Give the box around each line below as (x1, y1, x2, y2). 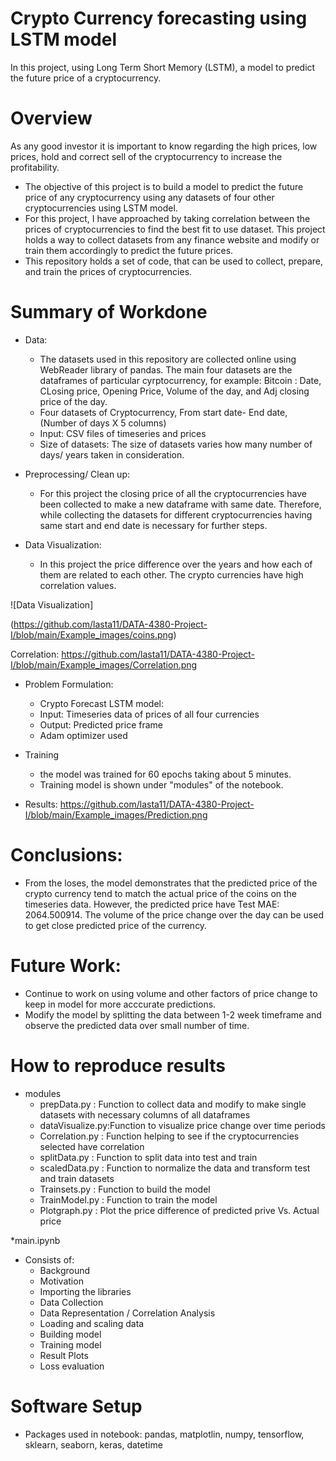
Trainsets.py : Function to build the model (39, 1183, 211, 1195)
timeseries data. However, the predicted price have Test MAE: (24, 898, 280, 910)
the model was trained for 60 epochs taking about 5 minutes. (39, 768, 292, 780)
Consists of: (24, 1253, 75, 1266)
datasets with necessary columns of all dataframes (39, 1108, 251, 1121)
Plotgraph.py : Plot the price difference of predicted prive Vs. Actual (39, 1204, 320, 1216)
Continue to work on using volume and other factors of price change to (24, 987, 318, 999)
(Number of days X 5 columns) (39, 417, 167, 429)
